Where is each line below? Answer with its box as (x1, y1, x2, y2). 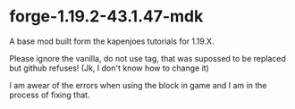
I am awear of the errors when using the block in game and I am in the (9, 80, 267, 90)
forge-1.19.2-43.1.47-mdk (9, 6, 204, 27)
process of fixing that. (9, 89, 91, 100)
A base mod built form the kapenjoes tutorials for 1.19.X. (9, 36, 215, 46)
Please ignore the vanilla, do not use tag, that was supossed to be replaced (9, 53, 286, 63)
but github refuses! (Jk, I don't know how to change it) (9, 63, 210, 73)
